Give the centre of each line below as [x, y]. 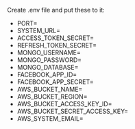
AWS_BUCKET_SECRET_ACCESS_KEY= [73, 111]
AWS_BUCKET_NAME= [50, 89]
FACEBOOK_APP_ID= [47, 75]
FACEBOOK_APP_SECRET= [55, 82]
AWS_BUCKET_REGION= [52, 97]
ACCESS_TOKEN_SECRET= [56, 38]
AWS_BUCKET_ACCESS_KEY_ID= [64, 104]
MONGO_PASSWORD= [49, 60]
